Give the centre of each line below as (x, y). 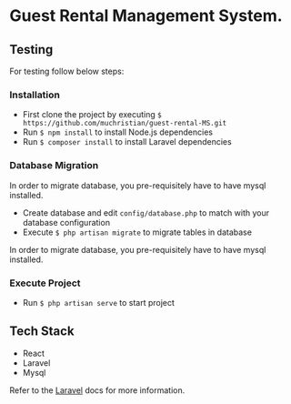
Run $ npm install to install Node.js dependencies (118, 132)
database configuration (66, 222)
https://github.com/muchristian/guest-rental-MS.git (125, 124)
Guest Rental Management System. (146, 16)
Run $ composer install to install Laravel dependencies (127, 142)
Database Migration (54, 166)
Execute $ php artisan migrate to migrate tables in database (137, 232)
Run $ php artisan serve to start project (99, 302)
